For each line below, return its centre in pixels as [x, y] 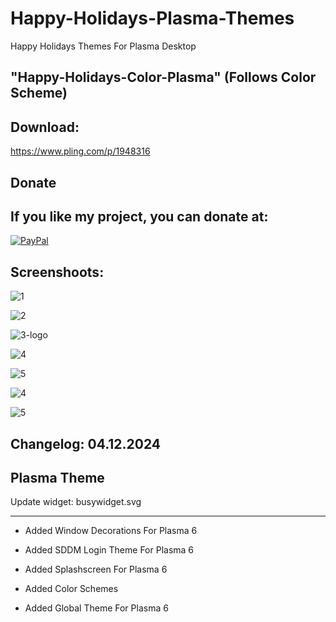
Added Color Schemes [71, 589]
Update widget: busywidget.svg [76, 502]
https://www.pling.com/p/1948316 [80, 151]
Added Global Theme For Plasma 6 [96, 608]
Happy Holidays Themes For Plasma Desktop [103, 46]
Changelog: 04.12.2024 [86, 443]
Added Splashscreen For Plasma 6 [96, 569]
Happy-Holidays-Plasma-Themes [152, 18]
